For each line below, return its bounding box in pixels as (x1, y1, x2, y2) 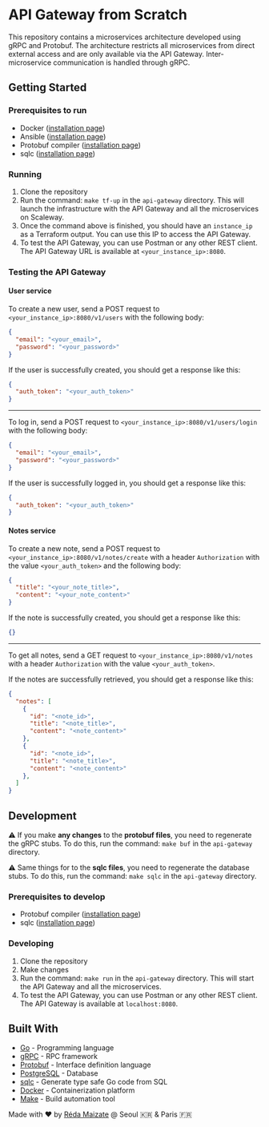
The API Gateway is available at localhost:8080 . (19, 999, 179, 1008)
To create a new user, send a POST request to (8, 304, 160, 314)
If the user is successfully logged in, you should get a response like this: (8, 478, 247, 488)
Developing (8, 938, 54, 949)
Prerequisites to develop (8, 891, 106, 902)
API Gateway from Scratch (8, 6, 188, 24)
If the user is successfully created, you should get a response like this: (8, 364, 241, 374)
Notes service (8, 525, 56, 535)
